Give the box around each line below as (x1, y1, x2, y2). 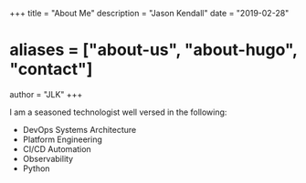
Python (22, 163, 50, 174)
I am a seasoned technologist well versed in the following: (9, 107, 227, 117)
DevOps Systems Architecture (22, 124, 137, 135)
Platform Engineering (22, 134, 102, 145)
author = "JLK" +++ (9, 88, 83, 99)
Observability (22, 153, 74, 164)
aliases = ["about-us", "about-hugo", (9, 40, 298, 60)
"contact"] (9, 59, 93, 80)
